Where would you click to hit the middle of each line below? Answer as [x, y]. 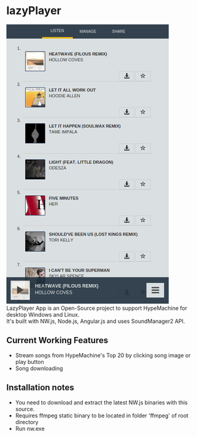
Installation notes [41, 388]
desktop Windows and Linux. [43, 314]
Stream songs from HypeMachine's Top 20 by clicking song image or [103, 355]
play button [29, 362]
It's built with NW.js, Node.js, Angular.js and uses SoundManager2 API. [96, 321]
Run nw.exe [30, 428]
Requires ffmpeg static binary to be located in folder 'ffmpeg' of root [102, 416]
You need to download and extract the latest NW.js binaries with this [102, 402]
